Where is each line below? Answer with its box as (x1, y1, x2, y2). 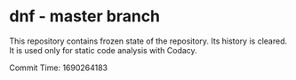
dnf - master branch (9, 6, 161, 27)
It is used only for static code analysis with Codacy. (9, 44, 197, 55)
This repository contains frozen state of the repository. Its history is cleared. (9, 36, 287, 46)
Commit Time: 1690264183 (9, 62, 108, 73)
